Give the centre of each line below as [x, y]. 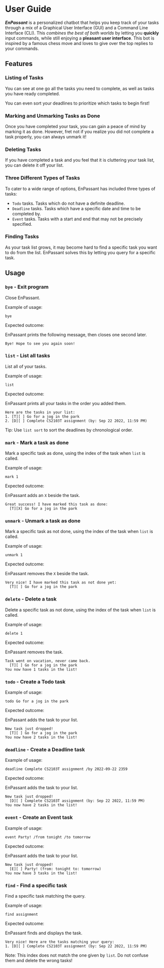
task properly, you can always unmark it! [46, 137]
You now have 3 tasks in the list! [41, 873]
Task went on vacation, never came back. [48, 661]
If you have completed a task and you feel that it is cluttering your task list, [80, 160]
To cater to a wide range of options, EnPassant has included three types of [80, 189]
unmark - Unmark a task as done [43, 521]
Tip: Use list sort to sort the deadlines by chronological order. [69, 430]
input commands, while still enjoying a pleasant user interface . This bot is [80, 38]
